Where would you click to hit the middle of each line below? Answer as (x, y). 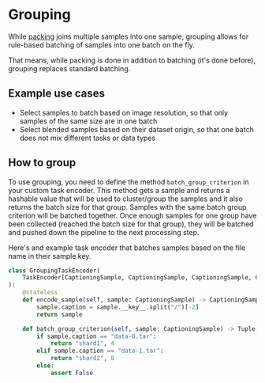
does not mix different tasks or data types (88, 138)
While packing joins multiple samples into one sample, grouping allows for (129, 36)
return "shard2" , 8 (82, 358)
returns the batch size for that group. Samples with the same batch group (127, 207)
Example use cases (56, 94)
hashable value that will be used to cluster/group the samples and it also (125, 199)
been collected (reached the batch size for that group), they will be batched (131, 224)
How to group (42, 163)
